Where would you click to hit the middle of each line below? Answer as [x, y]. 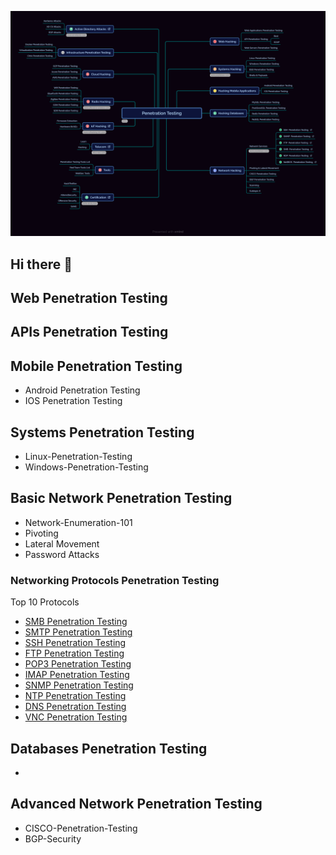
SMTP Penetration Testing [78, 632]
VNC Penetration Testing [76, 717]
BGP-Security [53, 838]
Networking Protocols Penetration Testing [115, 580]
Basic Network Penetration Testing [121, 498]
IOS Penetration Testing [73, 401]
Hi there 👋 [41, 264]
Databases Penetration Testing [109, 748]
